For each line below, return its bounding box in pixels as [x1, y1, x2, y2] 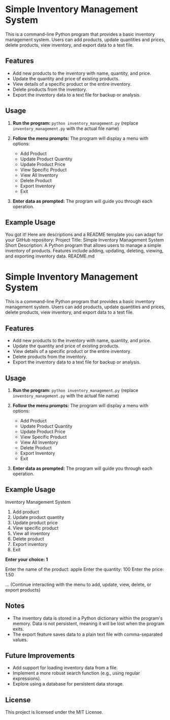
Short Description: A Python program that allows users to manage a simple [5, 242, 161, 248]
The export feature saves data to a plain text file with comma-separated [12, 631, 163, 637]
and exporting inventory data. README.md [5, 253, 95, 259]
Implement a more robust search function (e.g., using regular [12, 670, 141, 676]
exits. [12, 626, 24, 632]
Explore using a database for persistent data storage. [12, 681, 124, 687]
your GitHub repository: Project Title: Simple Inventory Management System [5, 237, 164, 243]
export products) [5, 586, 41, 593]
